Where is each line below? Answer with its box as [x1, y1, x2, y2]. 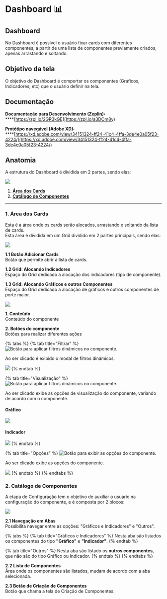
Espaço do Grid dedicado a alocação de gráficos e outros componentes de [5, 286, 159, 292]
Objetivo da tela [5, 65, 55, 73]
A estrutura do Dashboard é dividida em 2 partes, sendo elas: [5, 169, 131, 175]
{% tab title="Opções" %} [5, 450, 58, 456]
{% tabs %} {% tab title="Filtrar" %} [5, 341, 79, 346]
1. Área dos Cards [5, 210, 49, 217]
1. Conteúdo [5, 311, 31, 317]
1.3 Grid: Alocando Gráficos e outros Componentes [5, 281, 113, 287]
